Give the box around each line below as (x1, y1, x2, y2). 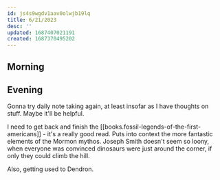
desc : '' (7, 23, 32, 29)
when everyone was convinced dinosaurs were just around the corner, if (7, 144, 212, 153)
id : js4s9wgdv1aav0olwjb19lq (7, 10, 91, 17)
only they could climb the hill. (7, 152, 91, 160)
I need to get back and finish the (7, 123, 99, 131)
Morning (7, 61, 45, 73)
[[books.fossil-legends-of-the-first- (100, 123, 201, 131)
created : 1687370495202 (7, 36, 76, 42)
